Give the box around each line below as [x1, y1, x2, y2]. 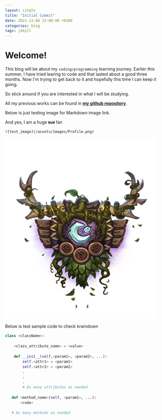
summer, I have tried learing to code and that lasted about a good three [5, 71, 147, 77]
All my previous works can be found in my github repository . [5, 100, 128, 107]
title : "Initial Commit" [5, 13, 55, 18]
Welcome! [5, 50, 47, 61]
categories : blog [5, 23, 40, 28]
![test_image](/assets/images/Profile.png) [5, 129, 95, 134]
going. [5, 82, 18, 88]
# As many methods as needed [11, 410, 70, 416]
